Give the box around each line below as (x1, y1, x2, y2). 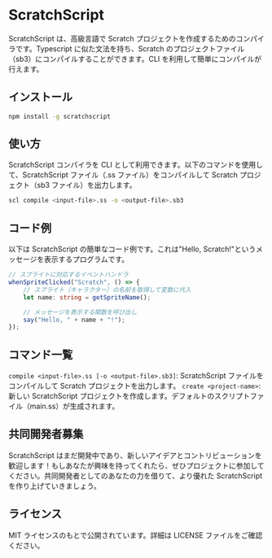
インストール (8, 90, 73, 104)
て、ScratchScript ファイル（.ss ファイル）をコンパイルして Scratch (8, 170, 239, 180)
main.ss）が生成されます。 (29, 401, 120, 412)
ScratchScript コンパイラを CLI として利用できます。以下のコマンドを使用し (8, 160, 263, 170)
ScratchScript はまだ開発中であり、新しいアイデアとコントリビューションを (8, 450, 262, 460)
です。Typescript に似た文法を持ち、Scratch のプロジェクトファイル (15, 43, 245, 54)
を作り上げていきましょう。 (8, 481, 102, 490)
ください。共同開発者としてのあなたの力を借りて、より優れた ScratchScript (8, 470, 263, 481)
